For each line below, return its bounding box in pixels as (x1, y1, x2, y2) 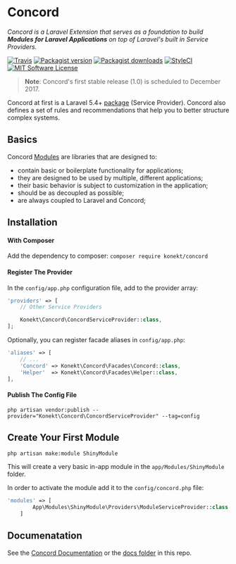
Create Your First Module (7, 432, 120, 444)
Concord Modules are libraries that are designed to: (7, 152, 157, 161)
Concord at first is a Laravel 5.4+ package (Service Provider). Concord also (7, 98, 226, 106)
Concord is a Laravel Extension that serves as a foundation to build (7, 27, 204, 36)
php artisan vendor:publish (7, 406, 90, 413)
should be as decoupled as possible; (17, 188, 125, 197)
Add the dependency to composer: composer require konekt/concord (7, 251, 209, 261)
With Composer (7, 236, 55, 244)
